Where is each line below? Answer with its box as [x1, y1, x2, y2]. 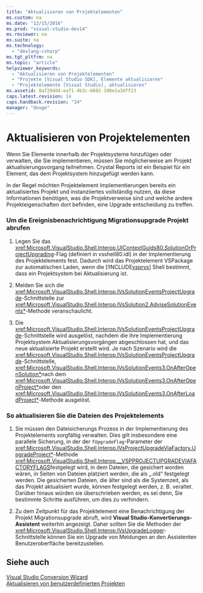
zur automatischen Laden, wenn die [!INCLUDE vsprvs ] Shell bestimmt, [14, 263, 192, 270]
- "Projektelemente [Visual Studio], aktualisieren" [11, 82, 147, 88]
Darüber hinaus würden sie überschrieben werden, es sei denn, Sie [14, 489, 183, 497]
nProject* [14, 383, 39, 391]
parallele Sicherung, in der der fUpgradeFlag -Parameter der [14, 438, 163, 445]
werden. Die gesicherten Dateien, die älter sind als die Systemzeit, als [14, 477, 189, 484]
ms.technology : [6, 43, 45, 49]
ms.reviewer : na [6, 31, 47, 38]
